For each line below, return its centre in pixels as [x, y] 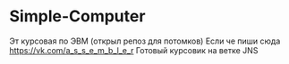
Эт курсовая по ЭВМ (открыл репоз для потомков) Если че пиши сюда [145, 41]
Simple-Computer [77, 16]
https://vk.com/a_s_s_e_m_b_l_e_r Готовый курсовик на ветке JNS [134, 50]
